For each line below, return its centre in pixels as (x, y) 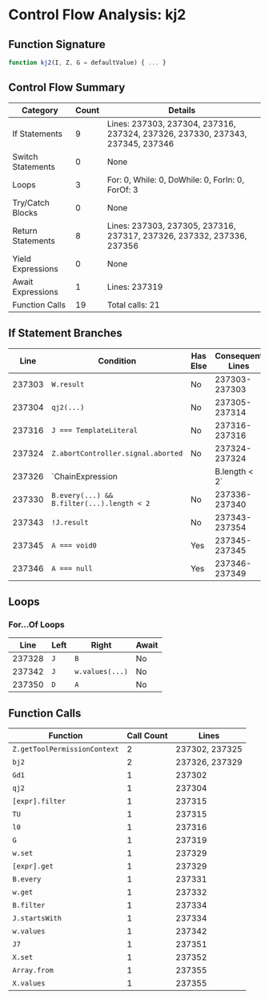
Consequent (239, 355)
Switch (25, 156)
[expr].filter (39, 801)
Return (25, 231)
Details (182, 110)
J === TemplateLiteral (95, 430)
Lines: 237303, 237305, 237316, (171, 226)
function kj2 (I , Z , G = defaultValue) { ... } (87, 62)
